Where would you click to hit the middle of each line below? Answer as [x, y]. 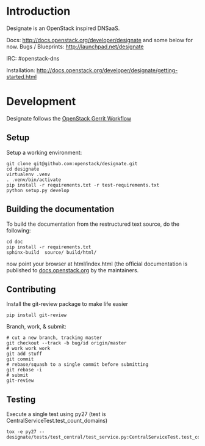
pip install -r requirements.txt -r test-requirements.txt [83, 185]
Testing [21, 399]
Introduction [38, 11]
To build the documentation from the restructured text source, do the [93, 224]
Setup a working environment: [44, 152]
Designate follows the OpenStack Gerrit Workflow [69, 118]
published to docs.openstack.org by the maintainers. [73, 270]
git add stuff [24, 354]
